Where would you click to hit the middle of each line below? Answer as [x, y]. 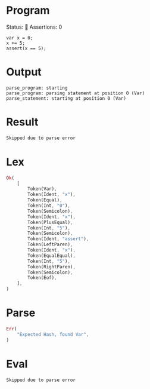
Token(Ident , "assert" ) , [58, 239]
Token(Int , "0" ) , [49, 206]
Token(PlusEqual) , [50, 222]
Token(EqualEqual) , [52, 255]
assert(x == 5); [26, 48]
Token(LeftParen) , [50, 245]
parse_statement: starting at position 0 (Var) [66, 98]
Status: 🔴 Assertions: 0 [34, 27]
